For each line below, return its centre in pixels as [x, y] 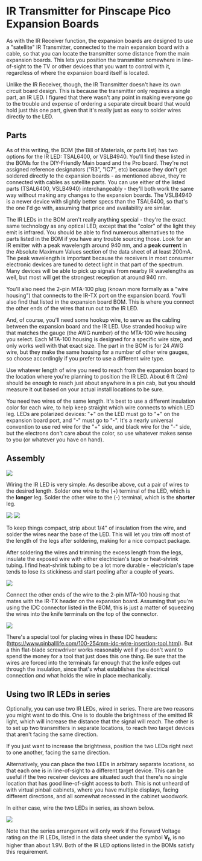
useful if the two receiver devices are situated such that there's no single [97, 777]
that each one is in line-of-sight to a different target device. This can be [95, 770]
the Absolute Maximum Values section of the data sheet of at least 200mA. [99, 251]
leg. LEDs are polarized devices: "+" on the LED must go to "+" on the [93, 414]
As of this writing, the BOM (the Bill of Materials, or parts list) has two [92, 150]
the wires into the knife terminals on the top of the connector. [82, 613]
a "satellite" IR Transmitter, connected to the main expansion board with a [97, 47]
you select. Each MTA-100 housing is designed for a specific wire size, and [99, 339]
